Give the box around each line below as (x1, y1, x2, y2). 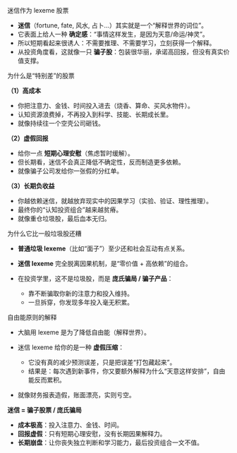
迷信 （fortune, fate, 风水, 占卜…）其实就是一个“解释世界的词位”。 (17, 21, 208, 30)
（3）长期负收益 (7, 182, 55, 190)
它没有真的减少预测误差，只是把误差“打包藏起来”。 (28, 358, 176, 366)
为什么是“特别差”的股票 (7, 71, 75, 80)
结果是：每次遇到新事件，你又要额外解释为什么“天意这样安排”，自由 (28, 367, 226, 375)
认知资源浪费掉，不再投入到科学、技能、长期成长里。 (17, 110, 173, 119)
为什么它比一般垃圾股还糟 (7, 229, 82, 238)
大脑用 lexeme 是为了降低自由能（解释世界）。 (17, 328, 150, 337)
